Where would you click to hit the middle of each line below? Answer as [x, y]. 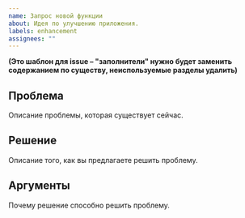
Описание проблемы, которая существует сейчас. [96, 115]
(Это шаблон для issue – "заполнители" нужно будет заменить [120, 62]
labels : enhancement [43, 31]
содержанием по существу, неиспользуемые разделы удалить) [123, 71]
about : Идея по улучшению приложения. [74, 24]
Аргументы [39, 186]
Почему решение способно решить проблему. [89, 205]
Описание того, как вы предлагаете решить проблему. [103, 160]
